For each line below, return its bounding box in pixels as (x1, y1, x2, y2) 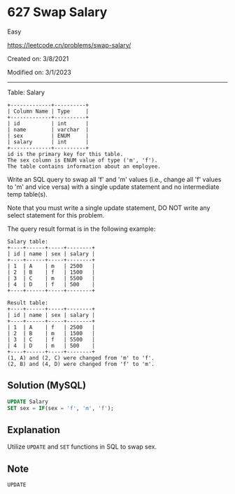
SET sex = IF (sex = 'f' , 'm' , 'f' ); (7, 404, 114, 411)
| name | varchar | (7, 126, 90, 133)
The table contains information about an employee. (7, 162, 161, 170)
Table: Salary (7, 88, 45, 97)
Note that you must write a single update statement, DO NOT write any (7, 204, 211, 212)
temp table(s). (7, 190, 48, 198)
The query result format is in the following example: (7, 225, 156, 233)
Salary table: (7, 238, 49, 245)
